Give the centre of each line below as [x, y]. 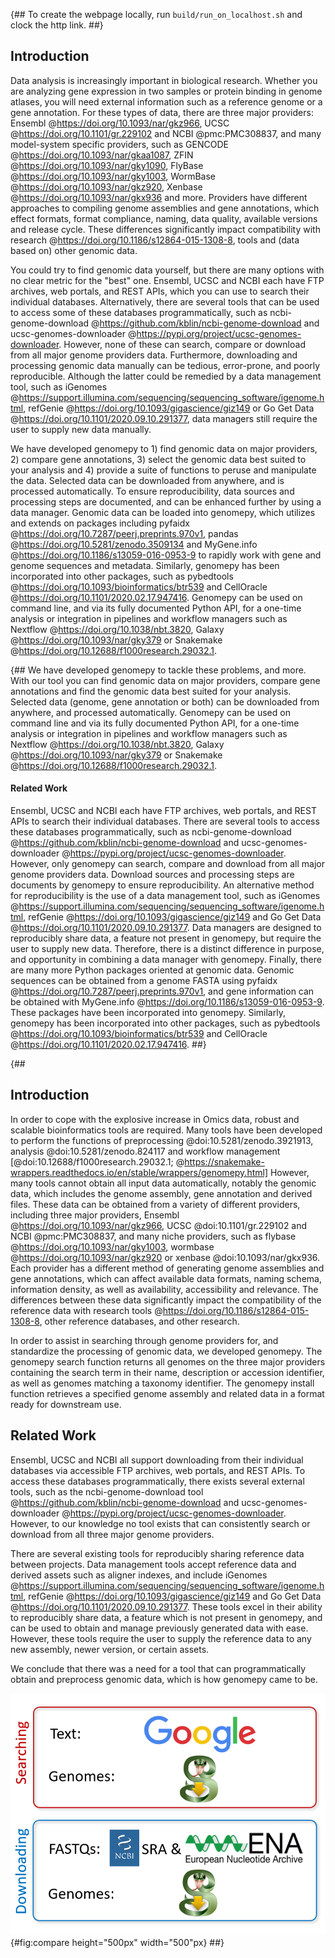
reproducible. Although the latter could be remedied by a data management [166, 376]
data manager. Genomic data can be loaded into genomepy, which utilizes [163, 512]
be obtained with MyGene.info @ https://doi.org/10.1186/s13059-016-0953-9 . [167, 1002]
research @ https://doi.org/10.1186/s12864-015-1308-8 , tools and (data [155, 240]
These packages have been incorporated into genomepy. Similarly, [148, 1013]
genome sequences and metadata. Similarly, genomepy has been [145, 565]
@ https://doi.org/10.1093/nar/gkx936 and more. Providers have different [159, 197]
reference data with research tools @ [86, 1310]
